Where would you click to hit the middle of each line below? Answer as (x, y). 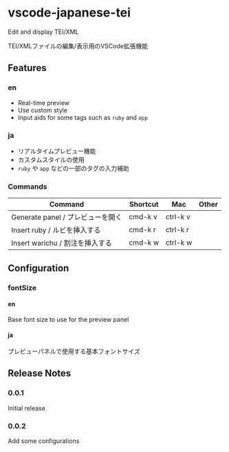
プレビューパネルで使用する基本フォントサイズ (74, 351)
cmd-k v (143, 217)
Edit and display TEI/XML (43, 32)
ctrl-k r (177, 230)
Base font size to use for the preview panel (68, 319)
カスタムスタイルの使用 (51, 159)
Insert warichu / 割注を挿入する (62, 243)
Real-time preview (44, 103)
